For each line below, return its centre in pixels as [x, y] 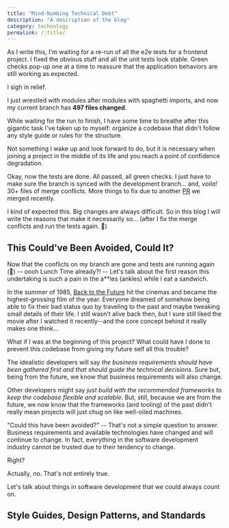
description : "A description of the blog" [68, 20]
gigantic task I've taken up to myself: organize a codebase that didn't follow [114, 128]
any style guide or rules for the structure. [65, 136]
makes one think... [33, 329]
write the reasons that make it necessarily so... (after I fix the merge [102, 219]
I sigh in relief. [27, 87]
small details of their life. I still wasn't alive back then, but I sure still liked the [114, 314]
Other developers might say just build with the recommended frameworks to [114, 390]
